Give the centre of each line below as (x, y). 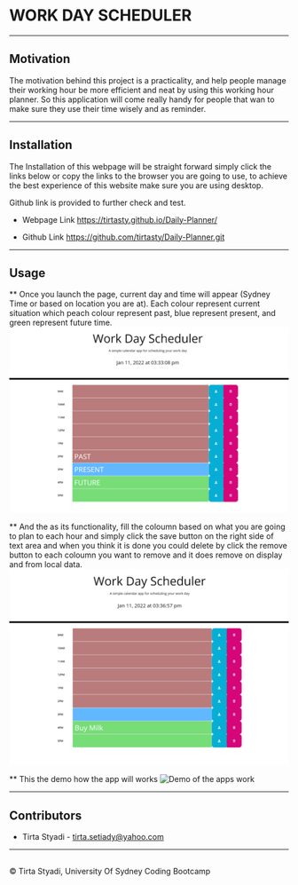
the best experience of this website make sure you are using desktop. (137, 185)
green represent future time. (61, 323)
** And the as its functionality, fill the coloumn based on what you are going (147, 527)
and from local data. (46, 565)
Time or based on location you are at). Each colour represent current (134, 304)
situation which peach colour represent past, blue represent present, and (143, 313)
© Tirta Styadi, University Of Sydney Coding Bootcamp (110, 871)
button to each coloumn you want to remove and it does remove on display (146, 555)
